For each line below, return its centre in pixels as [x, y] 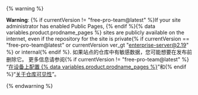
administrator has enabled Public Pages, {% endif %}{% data [81, 26]
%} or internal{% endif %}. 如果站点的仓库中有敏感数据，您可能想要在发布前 [99, 52]
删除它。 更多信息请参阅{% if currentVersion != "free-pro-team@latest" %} [98, 59]
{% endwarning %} [30, 86]
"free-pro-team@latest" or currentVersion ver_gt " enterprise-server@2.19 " [98, 45]
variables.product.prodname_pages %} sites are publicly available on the [95, 32]
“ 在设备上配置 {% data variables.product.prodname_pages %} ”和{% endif [96, 67]
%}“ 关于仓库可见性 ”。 [33, 74]
